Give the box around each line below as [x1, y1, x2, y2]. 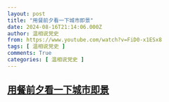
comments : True [7, 50, 52, 57]
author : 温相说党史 [7, 30, 59, 37]
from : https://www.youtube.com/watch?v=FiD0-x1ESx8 [7, 37, 162, 44]
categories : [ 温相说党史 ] [7, 56, 84, 63]
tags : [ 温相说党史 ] [7, 43, 65, 50]
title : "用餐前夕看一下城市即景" [7, 17, 94, 24]
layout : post [7, 10, 46, 18]
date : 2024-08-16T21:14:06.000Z [7, 23, 102, 30]
